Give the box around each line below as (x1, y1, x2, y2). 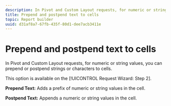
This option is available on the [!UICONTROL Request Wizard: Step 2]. (5, 76, 152, 82)
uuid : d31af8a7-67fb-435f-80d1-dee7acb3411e (5, 21, 101, 27)
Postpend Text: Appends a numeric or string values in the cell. (5, 95, 137, 101)
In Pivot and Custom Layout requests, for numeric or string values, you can (5, 60, 162, 66)
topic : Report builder (5, 17, 53, 22)
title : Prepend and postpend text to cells (5, 12, 99, 17)
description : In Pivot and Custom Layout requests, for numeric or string (5, 7, 167, 13)
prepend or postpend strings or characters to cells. (5, 65, 112, 72)
